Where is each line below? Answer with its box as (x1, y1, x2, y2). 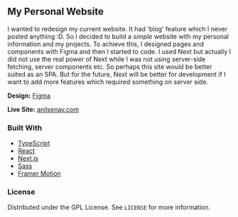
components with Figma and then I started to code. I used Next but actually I (7, 47, 232, 55)
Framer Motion (17, 169, 62, 178)
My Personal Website (7, 6, 104, 18)
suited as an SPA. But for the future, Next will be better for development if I (7, 70, 226, 78)
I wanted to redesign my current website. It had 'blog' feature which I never (7, 24, 228, 33)
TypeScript (17, 139, 50, 148)
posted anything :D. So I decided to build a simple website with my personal (7, 32, 229, 41)
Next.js (17, 154, 39, 163)
